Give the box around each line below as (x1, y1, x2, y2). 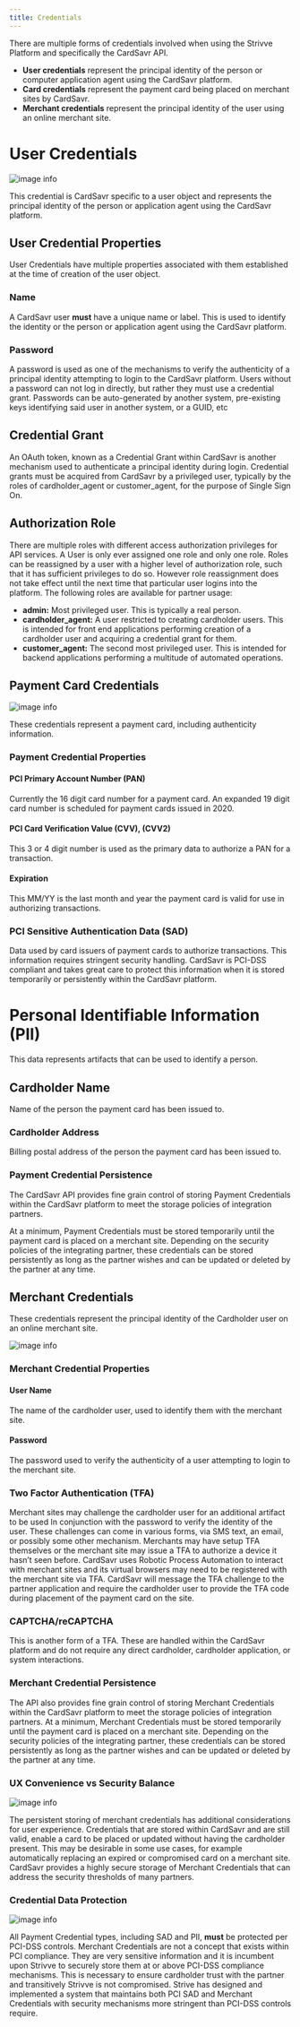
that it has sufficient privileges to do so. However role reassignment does (9, 568, 279, 579)
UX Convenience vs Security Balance (9, 1776, 176, 1789)
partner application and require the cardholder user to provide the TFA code (9, 1583, 289, 1594)
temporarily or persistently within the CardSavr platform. (9, 974, 218, 985)
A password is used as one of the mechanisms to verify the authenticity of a (9, 364, 290, 375)
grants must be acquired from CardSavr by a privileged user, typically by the (9, 470, 291, 481)
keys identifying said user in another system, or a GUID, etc (9, 401, 228, 412)
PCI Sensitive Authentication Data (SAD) (9, 925, 189, 937)
